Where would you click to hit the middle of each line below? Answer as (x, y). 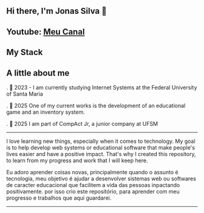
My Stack (25, 52)
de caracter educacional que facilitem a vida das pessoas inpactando (93, 185)
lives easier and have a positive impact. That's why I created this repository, (101, 154)
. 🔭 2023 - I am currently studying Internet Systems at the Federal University (102, 87)
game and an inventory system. (46, 112)
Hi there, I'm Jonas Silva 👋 (57, 11)
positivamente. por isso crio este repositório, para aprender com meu (93, 191)
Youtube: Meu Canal (46, 32)
